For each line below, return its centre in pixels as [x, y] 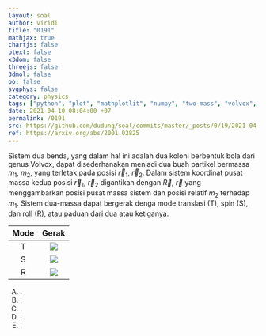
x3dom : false [30, 60]
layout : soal [30, 15]
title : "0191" [32, 30]
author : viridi [33, 23]
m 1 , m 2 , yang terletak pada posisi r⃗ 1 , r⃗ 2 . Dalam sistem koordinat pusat [125, 173]
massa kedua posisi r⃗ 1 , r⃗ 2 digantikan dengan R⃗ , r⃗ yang [105, 184]
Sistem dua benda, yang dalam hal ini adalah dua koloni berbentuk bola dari [132, 156]
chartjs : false [33, 45]
